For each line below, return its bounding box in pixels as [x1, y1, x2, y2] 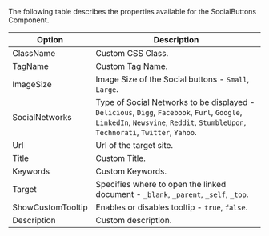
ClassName [12, 48, 56, 58]
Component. [8, 15, 50, 25]
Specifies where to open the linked [95, 179, 227, 190]
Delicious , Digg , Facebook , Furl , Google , [95, 107, 243, 118]
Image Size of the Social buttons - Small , [95, 74, 250, 85]
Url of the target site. [95, 140, 174, 150]
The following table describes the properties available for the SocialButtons [8, 7, 257, 16]
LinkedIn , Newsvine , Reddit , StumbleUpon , [95, 117, 247, 127]
